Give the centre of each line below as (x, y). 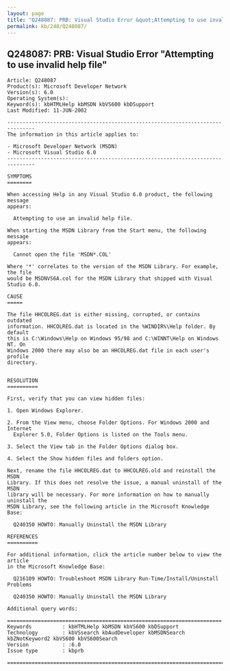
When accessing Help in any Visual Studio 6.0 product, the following (110, 195)
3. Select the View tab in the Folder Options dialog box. (93, 447)
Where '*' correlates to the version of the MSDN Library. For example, (113, 267)
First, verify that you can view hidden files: (76, 399)
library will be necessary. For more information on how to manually (108, 495)
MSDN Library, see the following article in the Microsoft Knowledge (108, 507)
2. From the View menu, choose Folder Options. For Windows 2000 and (108, 423)
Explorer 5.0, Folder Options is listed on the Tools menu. (101, 435)
